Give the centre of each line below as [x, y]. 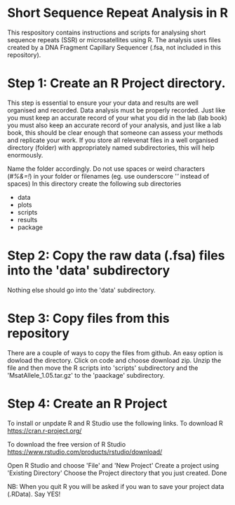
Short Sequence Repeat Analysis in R [118, 13]
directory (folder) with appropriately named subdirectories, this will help [111, 147]
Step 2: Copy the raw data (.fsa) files [116, 256]
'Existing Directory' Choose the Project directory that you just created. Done [117, 473]
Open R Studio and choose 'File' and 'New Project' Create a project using [113, 465]
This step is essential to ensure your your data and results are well [103, 103]
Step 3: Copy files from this [88, 319]
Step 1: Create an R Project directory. [116, 83]
